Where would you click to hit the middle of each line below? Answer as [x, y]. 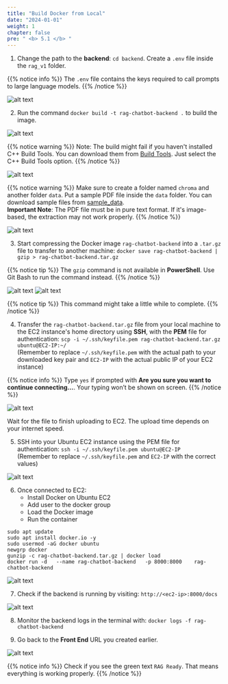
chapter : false [29, 33]
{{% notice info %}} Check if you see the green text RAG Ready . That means [113, 666]
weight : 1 [21, 26]
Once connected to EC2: [52, 490]
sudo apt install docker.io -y [52, 538]
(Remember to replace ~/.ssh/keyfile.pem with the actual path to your [116, 352]
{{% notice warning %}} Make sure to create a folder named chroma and [108, 188]
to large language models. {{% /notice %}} [67, 86]
